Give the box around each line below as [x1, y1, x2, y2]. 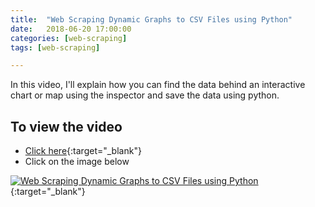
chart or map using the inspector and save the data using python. [10, 89, 280, 101]
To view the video [10, 118, 123, 135]
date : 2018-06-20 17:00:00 [10, 24, 132, 34]
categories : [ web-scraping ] [10, 33, 128, 43]
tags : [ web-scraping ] [10, 42, 101, 53]
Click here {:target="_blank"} [24, 145, 142, 157]
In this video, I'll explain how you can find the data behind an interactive [10, 79, 306, 91]
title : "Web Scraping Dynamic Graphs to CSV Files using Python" [10, 14, 293, 25]
